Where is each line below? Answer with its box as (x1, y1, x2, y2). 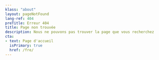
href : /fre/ (9, 47, 34, 52)
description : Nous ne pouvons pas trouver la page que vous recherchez (5, 30, 154, 34)
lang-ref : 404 (5, 16, 34, 21)
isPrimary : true (9, 43, 43, 48)
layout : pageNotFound (5, 12, 49, 16)
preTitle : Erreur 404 (5, 20, 49, 26)
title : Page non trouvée (5, 25, 56, 30)
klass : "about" (5, 7, 36, 12)
